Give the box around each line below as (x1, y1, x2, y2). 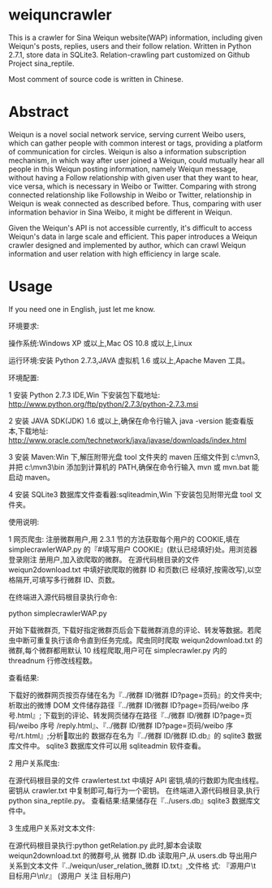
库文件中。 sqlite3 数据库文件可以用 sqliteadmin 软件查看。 (8, 741, 205, 751)
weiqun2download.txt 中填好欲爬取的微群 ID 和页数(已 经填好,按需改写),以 (8, 565, 255, 574)
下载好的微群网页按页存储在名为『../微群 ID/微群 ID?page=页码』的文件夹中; (8, 690, 262, 700)
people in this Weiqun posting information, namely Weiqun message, (8, 164, 238, 174)
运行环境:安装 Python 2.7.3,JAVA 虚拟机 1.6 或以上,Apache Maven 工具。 (8, 355, 250, 365)
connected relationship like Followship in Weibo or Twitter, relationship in (8, 189, 252, 200)
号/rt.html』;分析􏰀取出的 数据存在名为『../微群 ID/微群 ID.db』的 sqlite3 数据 (8, 730, 262, 740)
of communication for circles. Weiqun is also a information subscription (8, 146, 247, 156)
